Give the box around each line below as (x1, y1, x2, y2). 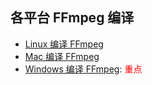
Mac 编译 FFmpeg (24, 50, 100, 62)
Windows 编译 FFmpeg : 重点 (24, 63, 143, 75)
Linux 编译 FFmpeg (24, 38, 104, 50)
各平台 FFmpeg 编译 (10, 9, 135, 27)
